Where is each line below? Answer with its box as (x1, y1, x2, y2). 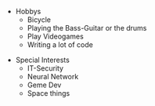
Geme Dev (27, 80, 62, 90)
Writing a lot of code (27, 40, 94, 49)
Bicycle (27, 15, 52, 24)
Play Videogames (27, 31, 84, 41)
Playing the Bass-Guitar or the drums (27, 24, 147, 32)
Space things (27, 89, 70, 97)
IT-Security (27, 64, 64, 73)
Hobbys (15, 7, 41, 16)
